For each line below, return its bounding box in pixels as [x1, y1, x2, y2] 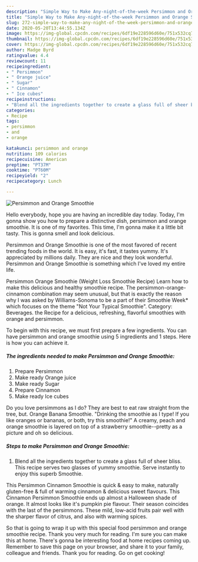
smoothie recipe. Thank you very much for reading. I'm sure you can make [6, 530, 187, 537]
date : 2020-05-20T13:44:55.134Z [6, 25, 85, 31]
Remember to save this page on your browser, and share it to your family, [6, 543, 184, 550]
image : [6, 31, 22, 37]
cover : [6, 42, 22, 48]
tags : [6, 119, 19, 124]
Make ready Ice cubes [14, 393, 69, 400]
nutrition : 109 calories [6, 151, 67, 157]
